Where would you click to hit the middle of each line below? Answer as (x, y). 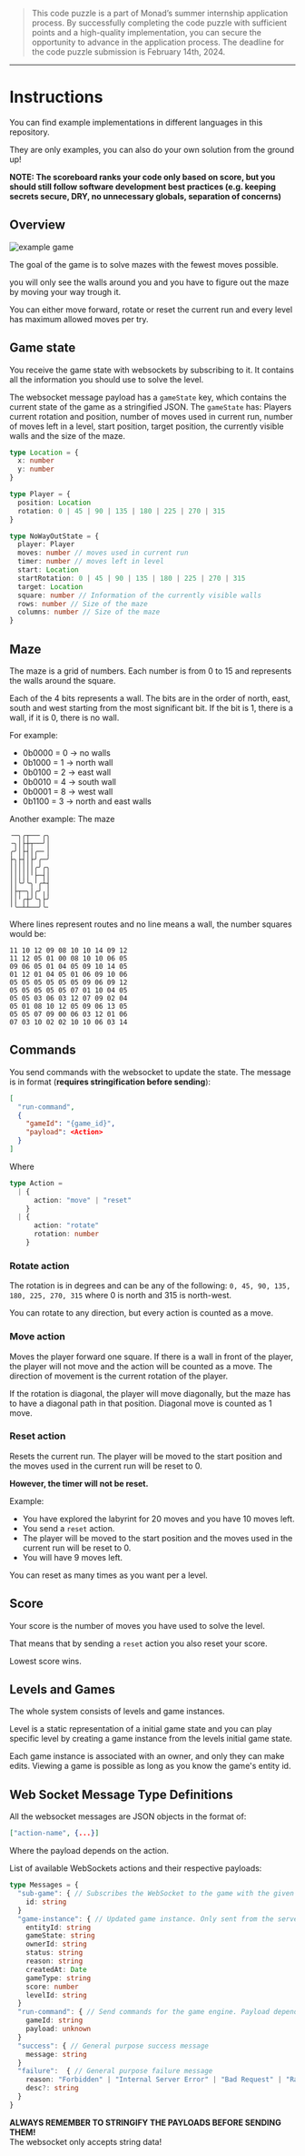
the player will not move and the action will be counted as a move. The (141, 1366)
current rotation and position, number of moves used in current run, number (151, 416)
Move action (37, 1337)
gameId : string (54, 2020)
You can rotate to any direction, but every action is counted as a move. (142, 1313)
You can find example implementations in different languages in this (136, 122)
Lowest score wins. (45, 1661)
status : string (54, 1953)
